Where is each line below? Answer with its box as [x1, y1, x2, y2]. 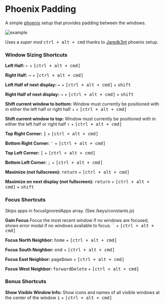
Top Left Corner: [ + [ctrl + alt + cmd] [5, 150, 96, 156]
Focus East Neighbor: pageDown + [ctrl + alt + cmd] [5, 256, 124, 262]
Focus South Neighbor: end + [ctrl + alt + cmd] [5, 247, 115, 253]
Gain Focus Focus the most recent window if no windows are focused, [5, 217, 149, 223]
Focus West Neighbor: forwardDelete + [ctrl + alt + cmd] [5, 266, 139, 272]
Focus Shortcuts [5, 197, 46, 203]
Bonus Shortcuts [5, 278, 46, 285]
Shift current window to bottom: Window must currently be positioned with [5, 101, 160, 107]
